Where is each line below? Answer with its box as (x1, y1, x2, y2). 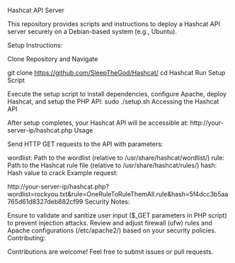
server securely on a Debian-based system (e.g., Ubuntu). (7, 28, 177, 35)
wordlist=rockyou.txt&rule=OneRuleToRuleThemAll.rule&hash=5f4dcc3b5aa (7, 190, 229, 198)
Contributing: (7, 234, 46, 242)
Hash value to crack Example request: (7, 169, 118, 177)
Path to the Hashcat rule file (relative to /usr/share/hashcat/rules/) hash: (7, 161, 217, 169)
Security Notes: (84, 198, 130, 206)
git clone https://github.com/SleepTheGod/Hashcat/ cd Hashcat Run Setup (7, 69, 226, 77)
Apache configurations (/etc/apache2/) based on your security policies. (7, 226, 217, 235)
